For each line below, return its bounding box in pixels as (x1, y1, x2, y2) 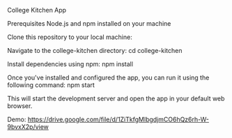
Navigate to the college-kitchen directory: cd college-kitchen (7, 47, 183, 54)
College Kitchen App (7, 6, 67, 14)
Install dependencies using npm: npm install (7, 60, 134, 68)
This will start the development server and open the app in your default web (7, 94, 225, 102)
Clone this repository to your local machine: (7, 33, 132, 41)
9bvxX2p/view (7, 123, 49, 131)
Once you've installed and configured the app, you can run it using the (7, 73, 210, 82)
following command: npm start (7, 81, 95, 89)
